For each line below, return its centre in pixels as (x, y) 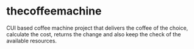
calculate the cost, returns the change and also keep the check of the (94, 34)
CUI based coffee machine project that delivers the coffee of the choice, (97, 28)
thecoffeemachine (54, 11)
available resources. (31, 41)
